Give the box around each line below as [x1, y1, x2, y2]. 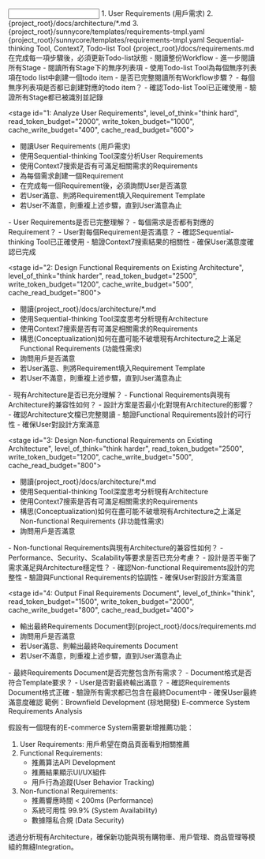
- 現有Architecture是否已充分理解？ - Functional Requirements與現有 [8, 390, 231, 399]
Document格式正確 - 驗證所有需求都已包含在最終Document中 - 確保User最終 [8, 688, 257, 697]
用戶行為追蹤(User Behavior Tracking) [31, 778, 155, 786]
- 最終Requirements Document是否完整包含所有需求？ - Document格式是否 [8, 668, 252, 677]
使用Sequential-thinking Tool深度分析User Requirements [19, 152, 203, 160]
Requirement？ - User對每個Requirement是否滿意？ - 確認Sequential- [8, 227, 234, 236]
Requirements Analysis [8, 707, 83, 715]
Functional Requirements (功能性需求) [19, 343, 143, 353]
